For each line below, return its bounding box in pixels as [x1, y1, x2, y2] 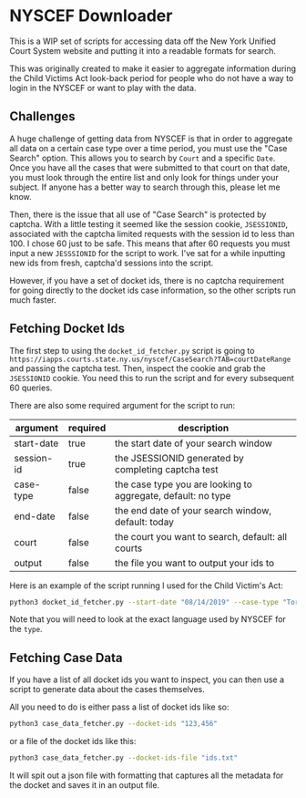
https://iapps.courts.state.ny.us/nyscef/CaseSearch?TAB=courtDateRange [9, 355, 291, 364]
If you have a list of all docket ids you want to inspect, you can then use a [9, 674, 285, 685]
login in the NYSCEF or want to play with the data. [9, 82, 197, 93]
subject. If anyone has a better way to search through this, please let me [9, 181, 280, 192]
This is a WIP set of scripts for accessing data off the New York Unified [9, 36, 276, 47]
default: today [115, 515, 175, 528]
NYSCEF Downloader [9, 5, 173, 26]
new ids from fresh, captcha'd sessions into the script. [9, 257, 214, 268]
